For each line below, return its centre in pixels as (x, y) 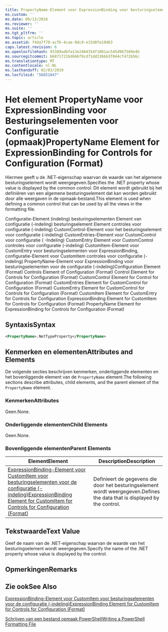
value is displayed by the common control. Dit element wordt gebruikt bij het (84, 187)
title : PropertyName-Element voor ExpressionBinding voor (67, 10)
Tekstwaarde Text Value (42, 531)
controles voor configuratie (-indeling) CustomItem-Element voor (72, 245)
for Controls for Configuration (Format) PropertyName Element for (73, 303)
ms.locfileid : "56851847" (32, 75)
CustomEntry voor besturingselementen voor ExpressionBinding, (72, 250)
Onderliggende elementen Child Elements (56, 424)
